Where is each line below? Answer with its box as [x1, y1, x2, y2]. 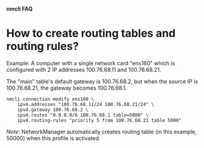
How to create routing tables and [6, 27, 176, 40]
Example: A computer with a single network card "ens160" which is [6, 59, 175, 66]
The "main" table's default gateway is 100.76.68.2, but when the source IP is [6, 77, 199, 85]
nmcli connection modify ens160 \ [6, 96, 95, 102]
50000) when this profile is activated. [6, 134, 101, 142]
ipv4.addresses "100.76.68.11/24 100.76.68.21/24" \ [17, 101, 155, 107]
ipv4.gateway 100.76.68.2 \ [17, 107, 89, 113]
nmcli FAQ [6, 5, 33, 12]
